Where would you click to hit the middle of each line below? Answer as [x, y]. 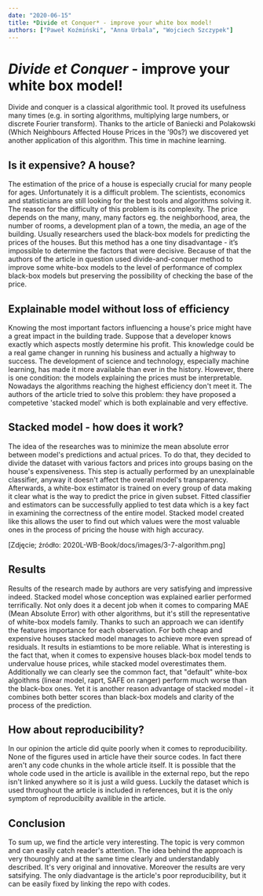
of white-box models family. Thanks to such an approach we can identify [126, 621]
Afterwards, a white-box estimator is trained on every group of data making [130, 488]
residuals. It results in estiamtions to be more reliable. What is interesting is [129, 647]
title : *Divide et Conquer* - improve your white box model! [110, 23]
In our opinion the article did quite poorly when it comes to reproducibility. [128, 748]
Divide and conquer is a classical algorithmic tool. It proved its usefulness [127, 107]
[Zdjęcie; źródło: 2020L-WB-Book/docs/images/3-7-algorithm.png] [117, 545]
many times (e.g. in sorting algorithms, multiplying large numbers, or [119, 115]
